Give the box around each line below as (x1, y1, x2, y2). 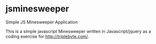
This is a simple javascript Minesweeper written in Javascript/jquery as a (5, 28, 151, 34)
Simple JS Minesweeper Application (5, 19, 78, 25)
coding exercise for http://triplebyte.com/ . (5, 33, 89, 39)
